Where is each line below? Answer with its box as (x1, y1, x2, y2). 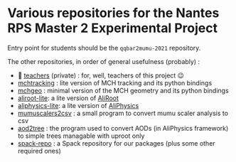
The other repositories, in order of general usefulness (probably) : (7, 57, 200, 65)
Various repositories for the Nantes (7, 5, 220, 21)
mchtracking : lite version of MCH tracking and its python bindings (17, 78, 213, 87)
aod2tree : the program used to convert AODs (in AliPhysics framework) (17, 124, 229, 132)
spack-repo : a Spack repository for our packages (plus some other (17, 139, 215, 147)
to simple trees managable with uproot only (17, 131, 145, 140)
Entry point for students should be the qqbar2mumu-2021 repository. (7, 43, 201, 52)
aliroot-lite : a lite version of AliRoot (17, 94, 119, 102)
